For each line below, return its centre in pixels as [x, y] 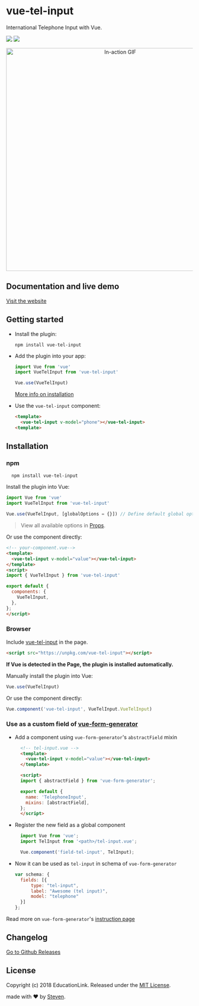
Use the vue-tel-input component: [57, 406]
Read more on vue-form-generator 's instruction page [70, 919]
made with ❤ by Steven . [36, 996]
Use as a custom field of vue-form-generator [72, 724]
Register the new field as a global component [70, 825]
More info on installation [44, 394]
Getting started [35, 320]
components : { [29, 592]
